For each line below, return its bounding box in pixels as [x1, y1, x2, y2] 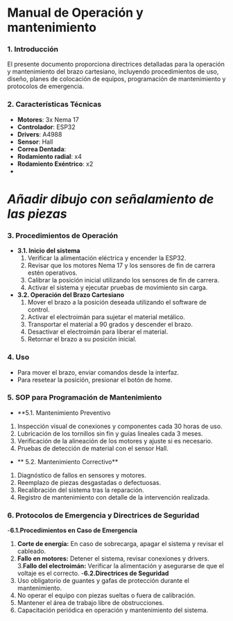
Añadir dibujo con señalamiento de [7, 191, 214, 207]
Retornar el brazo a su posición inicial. [27, 335, 137, 343]
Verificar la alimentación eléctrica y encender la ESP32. [27, 254, 187, 262]
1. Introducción [7, 44, 59, 54]
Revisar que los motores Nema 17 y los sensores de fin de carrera [27, 262, 216, 270]
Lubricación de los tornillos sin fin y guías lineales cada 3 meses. [17, 429, 203, 438]
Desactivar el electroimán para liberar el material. [27, 327, 169, 336]
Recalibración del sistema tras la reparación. [17, 486, 144, 494]
